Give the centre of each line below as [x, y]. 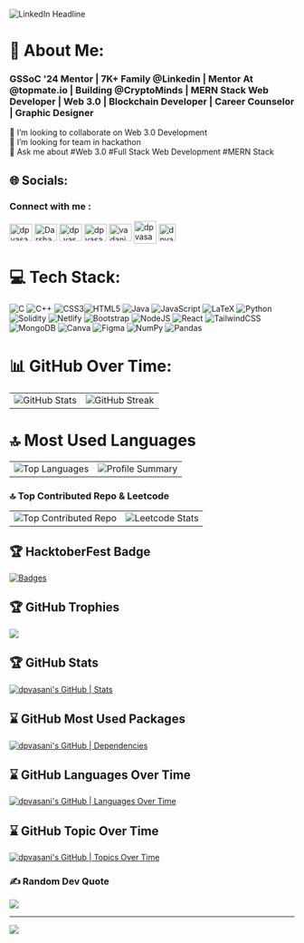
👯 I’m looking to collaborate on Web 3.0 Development [109, 132]
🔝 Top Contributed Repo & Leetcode [90, 496]
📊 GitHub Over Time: [90, 366]
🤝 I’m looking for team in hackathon [76, 142]
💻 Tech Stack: [65, 277]
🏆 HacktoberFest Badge [80, 552]
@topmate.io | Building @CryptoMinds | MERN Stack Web [139, 91]
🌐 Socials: [39, 180]
